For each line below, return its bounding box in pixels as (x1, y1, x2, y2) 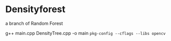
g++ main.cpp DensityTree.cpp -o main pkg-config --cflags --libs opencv (5, 30, 166, 36)
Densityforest (5, 4, 66, 15)
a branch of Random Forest (5, 20, 63, 26)
